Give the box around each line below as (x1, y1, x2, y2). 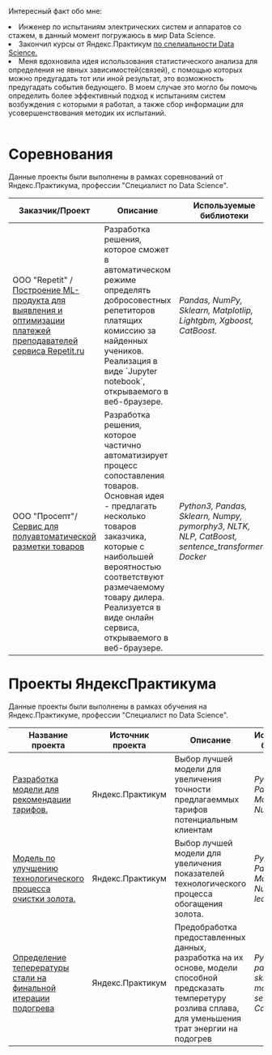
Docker (179, 551, 207, 562)
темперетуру (174, 992, 227, 1003)
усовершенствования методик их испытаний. (8, 108, 167, 118)
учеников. (104, 345, 144, 356)
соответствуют (104, 571, 164, 582)
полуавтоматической (12, 530, 97, 542)
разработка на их (174, 951, 244, 963)
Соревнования (8, 145, 113, 164)
